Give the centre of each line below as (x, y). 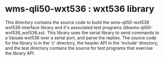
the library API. (20, 53)
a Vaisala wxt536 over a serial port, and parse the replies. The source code (81, 38)
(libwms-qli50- (138, 27)
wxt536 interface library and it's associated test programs (64, 27)
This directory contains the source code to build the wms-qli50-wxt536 (77, 22)
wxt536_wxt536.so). (26, 32)
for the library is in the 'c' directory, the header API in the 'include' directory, (82, 43)
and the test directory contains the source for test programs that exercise (79, 48)
